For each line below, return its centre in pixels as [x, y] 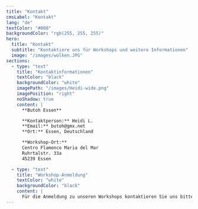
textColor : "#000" [29, 28]
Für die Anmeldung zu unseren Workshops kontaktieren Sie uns [100, 197]
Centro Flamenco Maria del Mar [60, 148]
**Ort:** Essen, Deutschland [57, 132]
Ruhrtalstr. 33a [42, 153]
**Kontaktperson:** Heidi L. [57, 121]
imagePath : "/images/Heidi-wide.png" [63, 88]
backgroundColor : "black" [49, 186]
